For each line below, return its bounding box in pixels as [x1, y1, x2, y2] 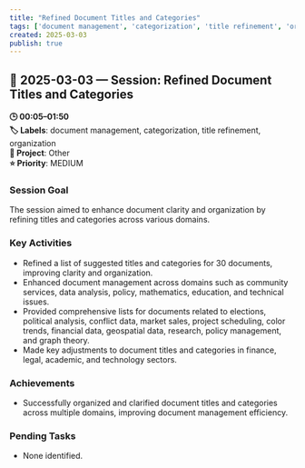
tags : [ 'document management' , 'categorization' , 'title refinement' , [9, 22, 282, 31]
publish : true [9, 38, 64, 48]
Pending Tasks [9, 429, 76, 442]
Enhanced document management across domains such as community [22, 276, 289, 287]
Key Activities [9, 237, 73, 250]
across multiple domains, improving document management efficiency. [22, 406, 289, 418]
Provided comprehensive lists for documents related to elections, [22, 305, 267, 316]
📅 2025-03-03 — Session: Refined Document [9, 72, 272, 87]
